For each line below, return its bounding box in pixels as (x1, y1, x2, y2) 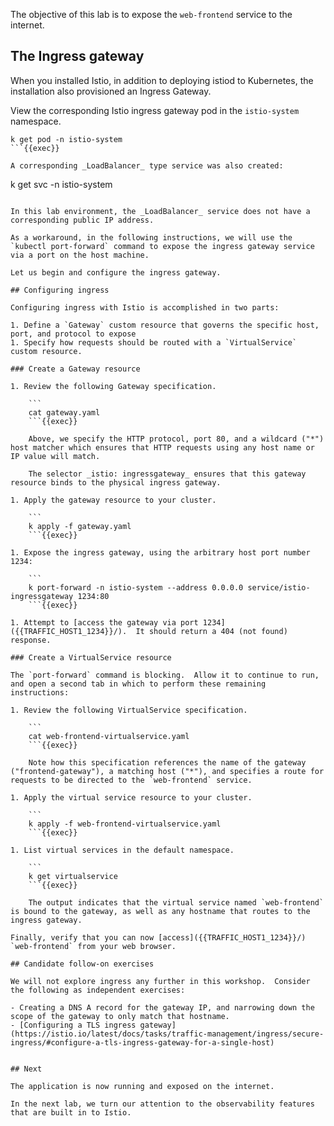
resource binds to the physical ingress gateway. (10, 477, 222, 488)
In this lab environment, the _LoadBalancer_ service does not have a (10, 206, 311, 216)
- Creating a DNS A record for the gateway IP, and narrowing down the (10, 1002, 315, 1013)
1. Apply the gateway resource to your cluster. (10, 495, 217, 505)
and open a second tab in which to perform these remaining (10, 679, 267, 689)
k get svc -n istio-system (10, 178, 113, 190)
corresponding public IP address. (10, 215, 155, 225)
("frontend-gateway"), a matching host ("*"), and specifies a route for (10, 766, 325, 776)
